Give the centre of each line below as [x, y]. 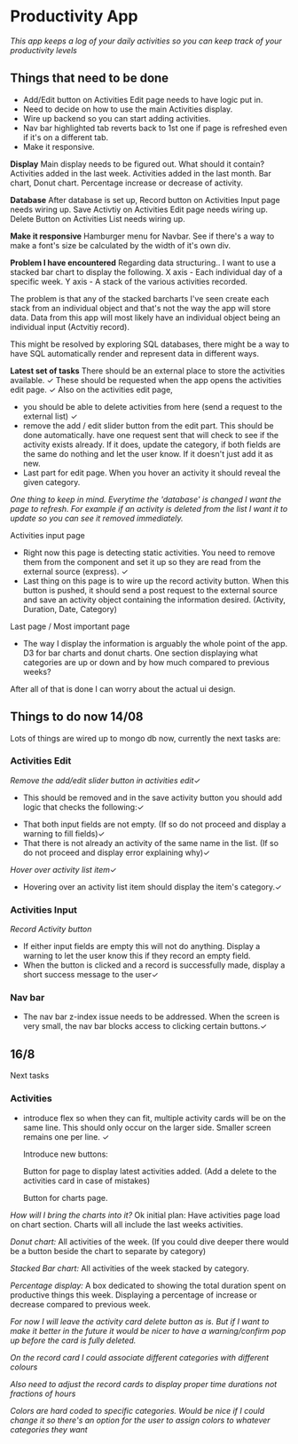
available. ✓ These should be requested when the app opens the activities [146, 380]
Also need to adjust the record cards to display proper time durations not [144, 1384]
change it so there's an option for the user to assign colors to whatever [140, 1420]
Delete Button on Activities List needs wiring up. [98, 218]
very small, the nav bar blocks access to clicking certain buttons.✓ [145, 1026]
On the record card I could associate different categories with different [140, 1357]
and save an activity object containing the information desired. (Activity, [154, 600]
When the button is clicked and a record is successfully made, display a [154, 965]
